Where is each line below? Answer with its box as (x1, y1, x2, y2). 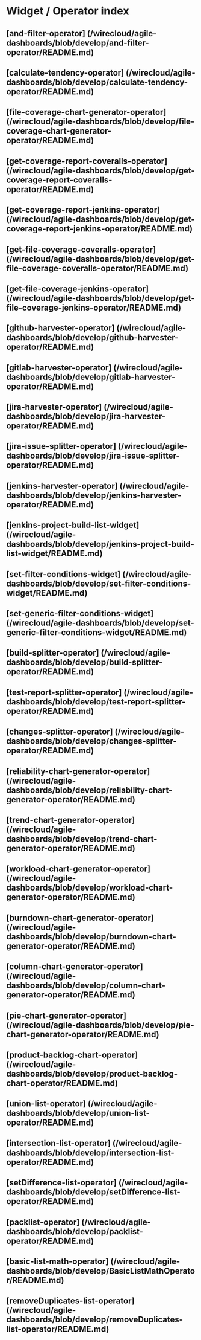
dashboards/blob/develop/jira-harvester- (6, 411, 166, 422)
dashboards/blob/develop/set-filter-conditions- (6, 578, 191, 588)
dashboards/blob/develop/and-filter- (6, 37, 149, 48)
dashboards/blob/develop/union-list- (6, 1108, 150, 1118)
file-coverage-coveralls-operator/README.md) (6, 263, 188, 273)
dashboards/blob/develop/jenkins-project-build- (6, 539, 194, 549)
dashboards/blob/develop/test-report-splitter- (6, 697, 186, 707)
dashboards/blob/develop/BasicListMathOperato (6, 1266, 196, 1276)
